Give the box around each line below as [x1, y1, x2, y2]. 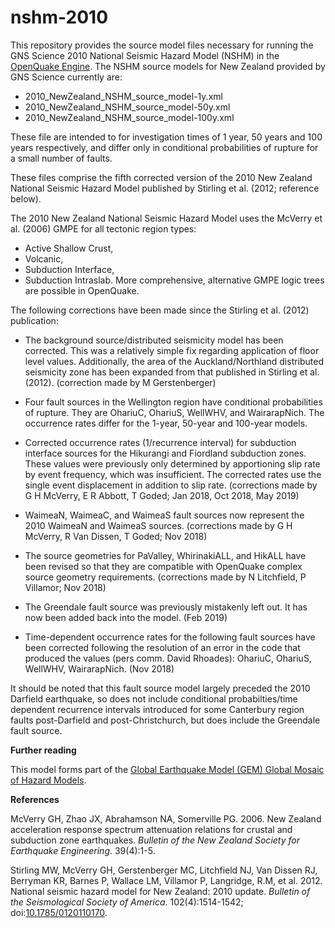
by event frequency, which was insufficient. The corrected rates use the [24, 468, 322, 480]
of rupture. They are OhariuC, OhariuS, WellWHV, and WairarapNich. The [24, 406, 325, 418]
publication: [10, 314, 59, 326]
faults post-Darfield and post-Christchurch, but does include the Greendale [10, 714, 321, 726]
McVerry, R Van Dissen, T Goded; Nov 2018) [24, 530, 208, 542]
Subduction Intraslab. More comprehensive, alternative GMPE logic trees [24, 274, 325, 286]
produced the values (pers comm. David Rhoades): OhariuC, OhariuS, [24, 652, 312, 664]
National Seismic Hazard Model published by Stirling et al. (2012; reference [10, 182, 320, 194]
